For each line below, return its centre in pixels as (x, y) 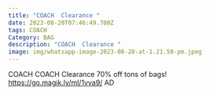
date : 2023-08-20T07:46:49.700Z (61, 23)
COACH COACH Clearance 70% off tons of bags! (88, 74)
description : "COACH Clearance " (65, 45)
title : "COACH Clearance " (54, 15)
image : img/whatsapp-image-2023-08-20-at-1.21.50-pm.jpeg (105, 52)
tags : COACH (28, 30)
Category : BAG (31, 37)
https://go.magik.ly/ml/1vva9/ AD (61, 82)
